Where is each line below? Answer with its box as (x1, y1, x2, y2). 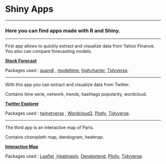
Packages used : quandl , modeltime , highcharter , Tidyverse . (5, 68, 129, 74)
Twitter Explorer (5, 101, 39, 107)
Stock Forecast (5, 58, 37, 64)
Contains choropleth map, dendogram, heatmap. (5, 134, 104, 140)
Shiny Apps (5, 3, 53, 15)
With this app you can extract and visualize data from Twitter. (5, 82, 130, 87)
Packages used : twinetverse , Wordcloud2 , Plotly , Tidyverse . (5, 110, 130, 117)
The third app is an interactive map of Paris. (5, 124, 94, 130)
